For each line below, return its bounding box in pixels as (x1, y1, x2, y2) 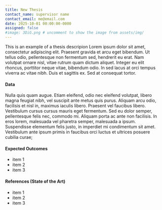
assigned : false (5, 26, 38, 31)
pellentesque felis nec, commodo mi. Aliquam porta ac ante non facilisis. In (5, 113, 157, 119)
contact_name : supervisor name (5, 12, 69, 17)
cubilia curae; (5, 134, 33, 140)
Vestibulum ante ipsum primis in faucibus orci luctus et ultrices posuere (5, 129, 150, 135)
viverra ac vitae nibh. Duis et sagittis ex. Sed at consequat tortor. (5, 70, 136, 76)
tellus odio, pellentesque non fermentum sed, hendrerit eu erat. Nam (5, 54, 144, 60)
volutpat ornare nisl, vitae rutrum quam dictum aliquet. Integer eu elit (5, 60, 144, 65)
